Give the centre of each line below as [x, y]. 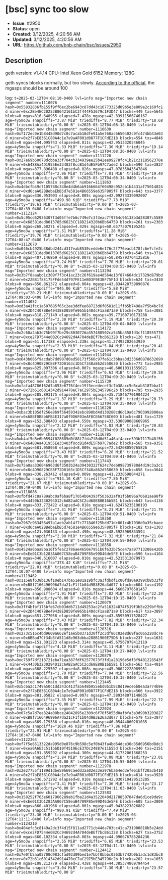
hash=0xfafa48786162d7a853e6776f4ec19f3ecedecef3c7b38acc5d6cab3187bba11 [84, 386]
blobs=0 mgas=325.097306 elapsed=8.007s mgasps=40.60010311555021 [76, 368]
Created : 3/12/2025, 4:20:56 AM [46, 34]
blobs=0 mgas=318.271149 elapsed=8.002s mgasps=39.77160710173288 [76, 315]
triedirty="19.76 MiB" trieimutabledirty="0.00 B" [59, 235]
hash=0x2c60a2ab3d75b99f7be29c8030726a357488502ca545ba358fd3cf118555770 [84, 333]
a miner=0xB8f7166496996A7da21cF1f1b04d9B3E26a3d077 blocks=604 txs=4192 [84, 585]
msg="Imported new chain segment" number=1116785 [58, 434]
